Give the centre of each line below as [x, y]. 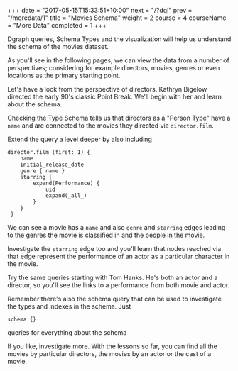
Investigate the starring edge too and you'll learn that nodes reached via [114, 249]
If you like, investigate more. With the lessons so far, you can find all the [113, 346]
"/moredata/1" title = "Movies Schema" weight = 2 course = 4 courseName [117, 18]
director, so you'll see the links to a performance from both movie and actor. [118, 285]
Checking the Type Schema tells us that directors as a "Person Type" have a [119, 118]
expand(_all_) [66, 196]
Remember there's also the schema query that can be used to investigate [115, 299]
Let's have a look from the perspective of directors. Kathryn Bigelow [107, 89]
